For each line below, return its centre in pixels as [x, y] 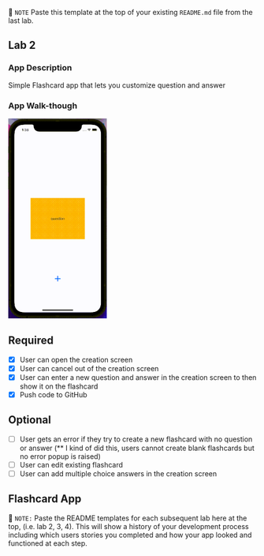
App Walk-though [43, 105]
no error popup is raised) [60, 456]
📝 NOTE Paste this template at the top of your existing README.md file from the [131, 12]
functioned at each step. [48, 543]
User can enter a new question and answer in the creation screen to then [138, 377]
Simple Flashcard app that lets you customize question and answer [117, 85]
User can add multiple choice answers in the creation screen [118, 473]
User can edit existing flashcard [71, 464]
